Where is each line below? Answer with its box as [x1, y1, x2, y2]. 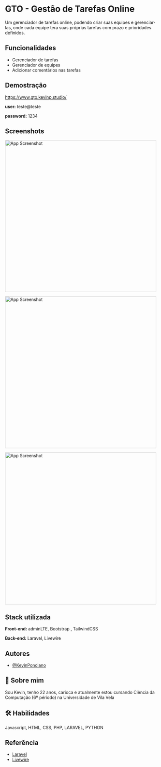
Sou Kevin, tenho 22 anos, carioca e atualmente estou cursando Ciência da [5, 689, 155, 695]
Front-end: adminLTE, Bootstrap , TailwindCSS [5, 626, 98, 632]
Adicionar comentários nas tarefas [12, 67, 81, 73]
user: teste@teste [5, 104, 41, 109]
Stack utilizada [5, 613, 51, 621]
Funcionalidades [5, 44, 57, 52]
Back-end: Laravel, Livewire [5, 635, 61, 641]
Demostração [5, 81, 47, 89]
